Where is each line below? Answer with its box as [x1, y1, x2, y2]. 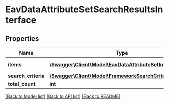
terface [5, 14, 37, 26]
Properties [5, 34, 39, 43]
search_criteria [8, 72, 45, 79]
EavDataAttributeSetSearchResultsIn [5, 4, 163, 15]
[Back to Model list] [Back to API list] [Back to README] [5, 93, 121, 99]
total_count [8, 81, 36, 87]
